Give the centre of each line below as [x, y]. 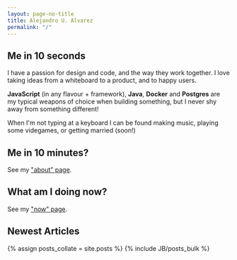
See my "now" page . [37, 209]
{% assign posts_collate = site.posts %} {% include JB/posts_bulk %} [109, 248]
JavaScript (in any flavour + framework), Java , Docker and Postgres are [114, 94]
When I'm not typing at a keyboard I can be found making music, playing [113, 123]
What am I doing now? [57, 192]
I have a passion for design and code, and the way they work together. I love [118, 73]
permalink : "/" [30, 27]
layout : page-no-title [41, 14]
